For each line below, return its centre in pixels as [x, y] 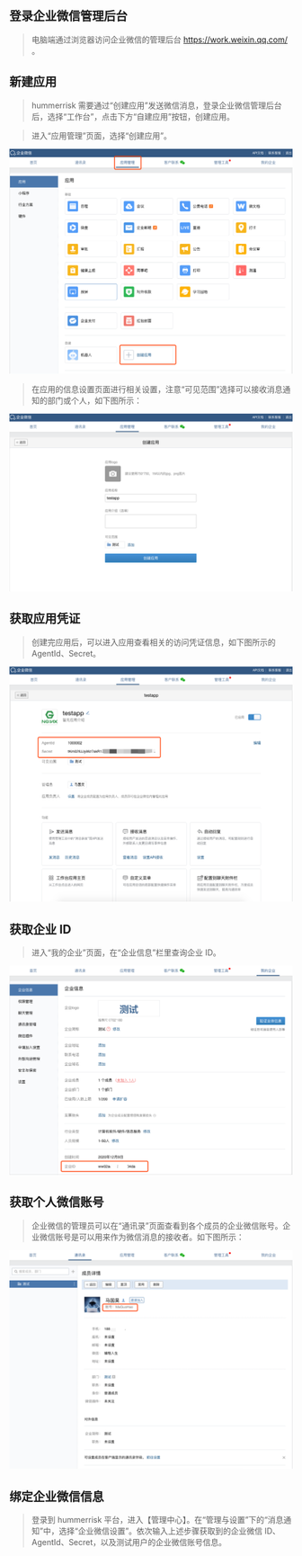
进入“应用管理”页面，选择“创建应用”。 [102, 135]
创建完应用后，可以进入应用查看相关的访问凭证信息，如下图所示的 [153, 642]
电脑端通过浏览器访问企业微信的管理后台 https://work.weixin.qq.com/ [160, 40]
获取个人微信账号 [57, 1202]
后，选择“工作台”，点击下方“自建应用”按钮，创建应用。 [133, 116]
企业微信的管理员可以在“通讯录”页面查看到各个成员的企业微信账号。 [157, 1225]
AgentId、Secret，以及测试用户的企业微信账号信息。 [129, 1543]
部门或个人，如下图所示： [94, 400]
